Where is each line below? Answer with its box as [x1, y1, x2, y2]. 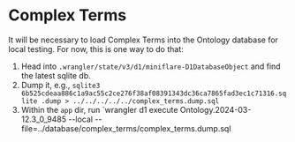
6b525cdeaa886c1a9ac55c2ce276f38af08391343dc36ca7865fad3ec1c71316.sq [20, 89, 287, 98]
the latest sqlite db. [20, 70, 91, 80]
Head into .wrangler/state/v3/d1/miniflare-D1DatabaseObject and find [20, 61, 281, 71]
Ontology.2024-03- [179, 104, 252, 115]
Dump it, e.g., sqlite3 [20, 79, 101, 90]
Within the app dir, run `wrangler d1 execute [20, 104, 178, 115]
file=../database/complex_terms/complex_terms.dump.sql [20, 123, 231, 133]
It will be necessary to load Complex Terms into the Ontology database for [8, 34, 279, 45]
